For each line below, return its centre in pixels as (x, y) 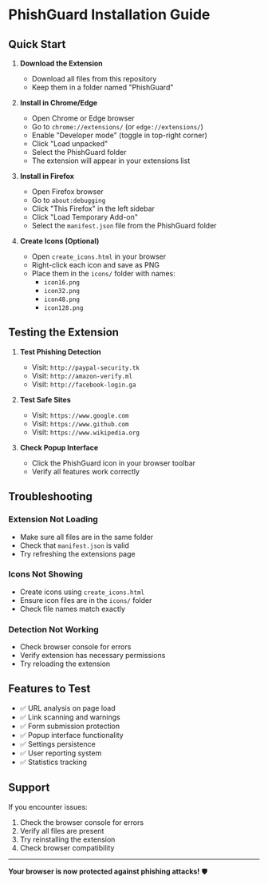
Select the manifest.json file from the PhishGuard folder (124, 226)
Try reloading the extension (65, 664)
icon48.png (61, 299)
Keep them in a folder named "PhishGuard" (102, 87)
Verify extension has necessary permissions (93, 656)
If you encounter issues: (48, 807)
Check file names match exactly (73, 608)
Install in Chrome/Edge (59, 103)
